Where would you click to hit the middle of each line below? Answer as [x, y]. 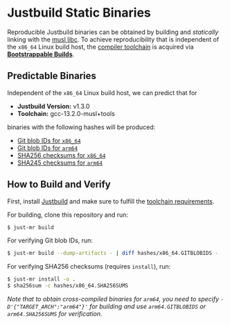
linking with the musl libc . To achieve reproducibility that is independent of [113, 39]
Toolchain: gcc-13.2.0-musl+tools [66, 113]
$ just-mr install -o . [42, 279]
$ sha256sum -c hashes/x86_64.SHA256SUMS [68, 286]
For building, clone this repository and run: [68, 215]
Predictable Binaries [52, 76]
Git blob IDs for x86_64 [49, 140]
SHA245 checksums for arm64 [60, 162]
